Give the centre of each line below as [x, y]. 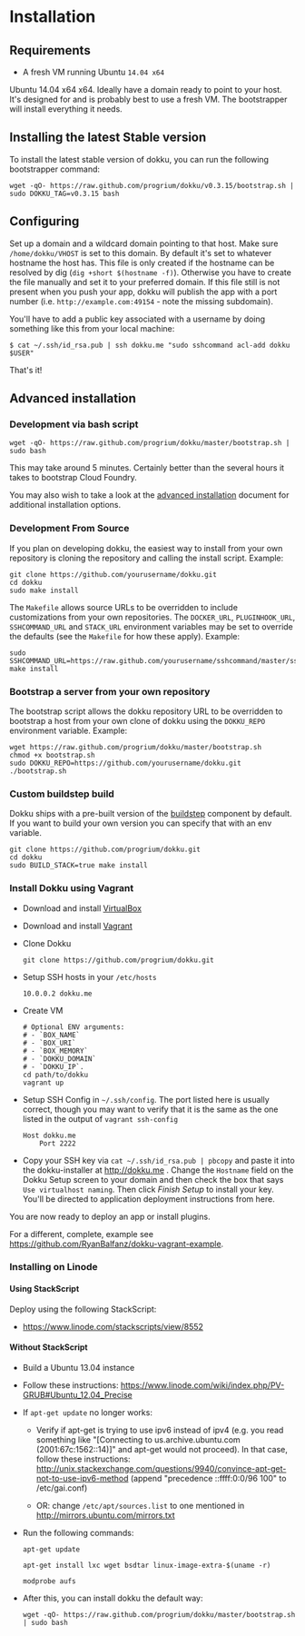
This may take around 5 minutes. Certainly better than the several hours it [147, 468]
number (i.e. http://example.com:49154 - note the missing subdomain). [142, 301]
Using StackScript [44, 1289]
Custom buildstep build [62, 794]
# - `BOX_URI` [49, 1043]
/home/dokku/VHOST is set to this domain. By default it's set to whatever [141, 253]
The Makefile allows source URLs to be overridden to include [124, 607]
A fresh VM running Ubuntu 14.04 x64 [93, 72]
